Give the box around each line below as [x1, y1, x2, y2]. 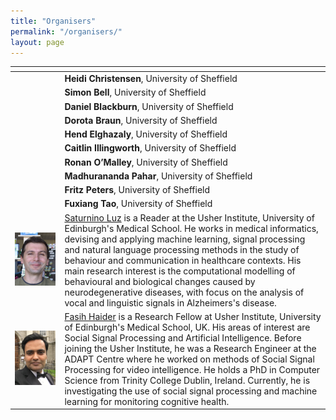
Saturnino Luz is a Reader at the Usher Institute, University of [64, 211, 315, 224]
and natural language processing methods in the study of [64, 243, 300, 255]
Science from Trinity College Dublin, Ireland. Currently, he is [64, 374, 311, 386]
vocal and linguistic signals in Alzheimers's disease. [64, 296, 277, 309]
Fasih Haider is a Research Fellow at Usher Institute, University [64, 310, 322, 322]
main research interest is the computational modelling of [64, 265, 296, 277]
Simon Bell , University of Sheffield [64, 86, 207, 99]
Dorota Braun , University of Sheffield [64, 114, 218, 126]
